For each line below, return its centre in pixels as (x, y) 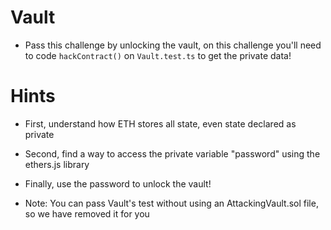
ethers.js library (57, 164)
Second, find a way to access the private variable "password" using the (172, 153)
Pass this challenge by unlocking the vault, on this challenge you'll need (173, 45)
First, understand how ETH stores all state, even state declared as (160, 123)
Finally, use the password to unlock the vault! (118, 183)
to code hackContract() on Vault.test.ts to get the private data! (158, 55)
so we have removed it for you (87, 213)
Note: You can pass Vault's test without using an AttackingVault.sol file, (171, 203)
